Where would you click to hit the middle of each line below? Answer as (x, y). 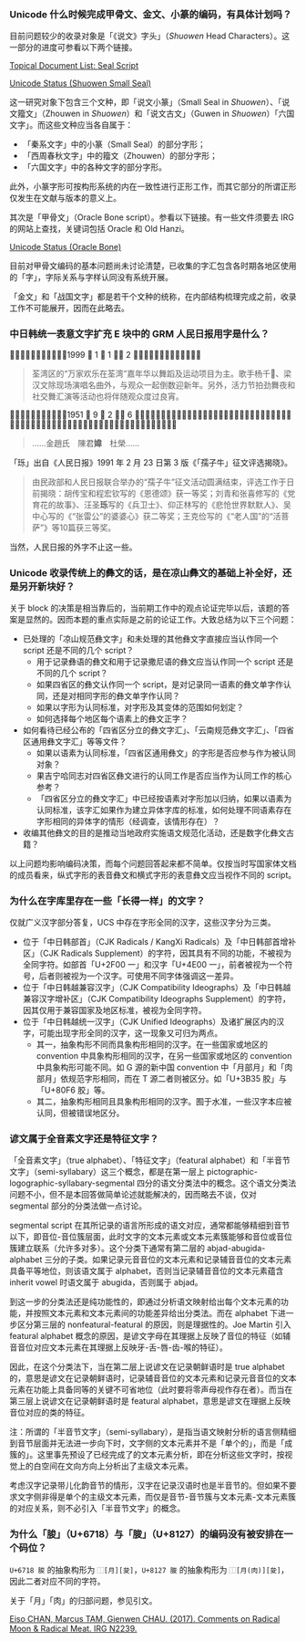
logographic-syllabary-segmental (72, 1183)
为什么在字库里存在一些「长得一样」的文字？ (107, 901)
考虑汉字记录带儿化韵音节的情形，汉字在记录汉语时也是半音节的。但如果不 (149, 1486)
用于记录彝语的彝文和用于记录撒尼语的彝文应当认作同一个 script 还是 (165, 661)
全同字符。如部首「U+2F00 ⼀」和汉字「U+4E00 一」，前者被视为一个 (153, 965)
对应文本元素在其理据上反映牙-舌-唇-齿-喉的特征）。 (130, 1347)
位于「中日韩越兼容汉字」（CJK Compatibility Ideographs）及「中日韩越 (157, 988)
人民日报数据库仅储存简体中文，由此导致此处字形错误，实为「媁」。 (93, 424)
